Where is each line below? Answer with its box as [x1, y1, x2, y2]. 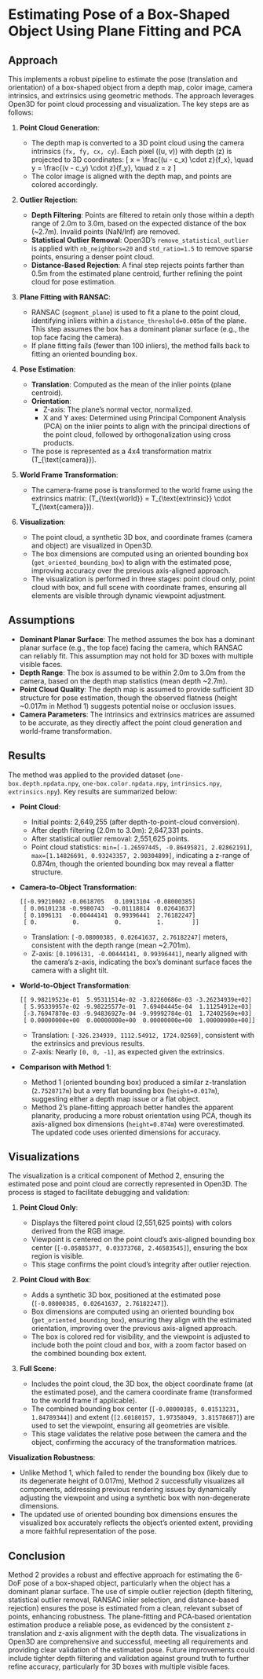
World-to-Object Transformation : [19, 981, 131, 990]
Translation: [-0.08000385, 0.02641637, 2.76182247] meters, [31, 932, 228, 941]
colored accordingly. [31, 180, 98, 189]
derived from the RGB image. [31, 1226, 126, 1236]
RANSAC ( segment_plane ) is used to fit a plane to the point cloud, [31, 308, 241, 317]
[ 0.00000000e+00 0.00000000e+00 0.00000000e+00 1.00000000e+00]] [23, 1016, 256, 1025]
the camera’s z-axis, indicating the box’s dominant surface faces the [31, 957, 253, 966]
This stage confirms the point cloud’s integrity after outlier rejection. [31, 1259, 251, 1270]
